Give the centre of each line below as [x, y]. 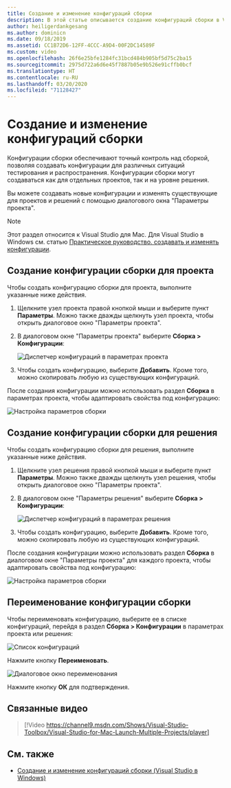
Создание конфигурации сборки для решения [112, 433]
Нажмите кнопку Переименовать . [58, 660]
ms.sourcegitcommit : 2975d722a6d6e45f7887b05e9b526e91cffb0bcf [100, 65]
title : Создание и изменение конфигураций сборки [80, 13]
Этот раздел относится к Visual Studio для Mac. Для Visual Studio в [106, 235]
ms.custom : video [32, 52]
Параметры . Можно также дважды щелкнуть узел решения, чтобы [117, 477]
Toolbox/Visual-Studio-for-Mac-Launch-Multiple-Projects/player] [117, 732]
